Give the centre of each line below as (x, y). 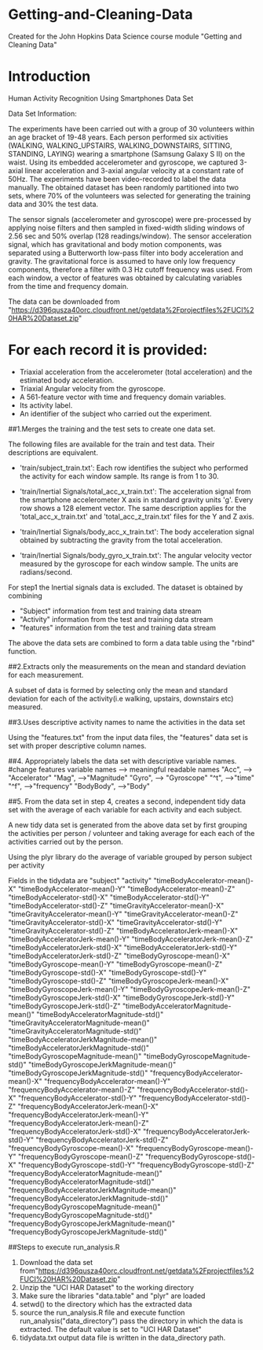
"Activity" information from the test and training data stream (116, 619)
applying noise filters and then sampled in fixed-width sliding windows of (126, 227)
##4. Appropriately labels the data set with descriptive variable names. (122, 760)
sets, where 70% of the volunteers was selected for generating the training (130, 195)
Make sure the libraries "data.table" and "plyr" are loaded (112, 1296)
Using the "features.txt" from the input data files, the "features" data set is (128, 737)
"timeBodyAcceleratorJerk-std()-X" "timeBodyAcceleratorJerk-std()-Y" (123, 947)
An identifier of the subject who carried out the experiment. (115, 413)
